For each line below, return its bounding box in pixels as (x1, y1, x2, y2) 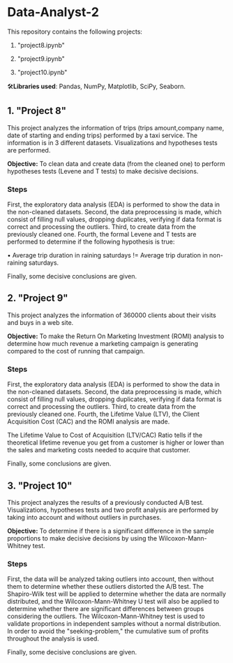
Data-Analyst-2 (7, 4, 100, 20)
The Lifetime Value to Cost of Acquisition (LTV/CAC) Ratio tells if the (7, 431, 203, 440)
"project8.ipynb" (17, 41, 65, 49)
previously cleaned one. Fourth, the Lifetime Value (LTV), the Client (7, 410, 200, 419)
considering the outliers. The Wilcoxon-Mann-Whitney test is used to (7, 612, 206, 620)
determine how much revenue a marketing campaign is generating (7, 339, 199, 347)
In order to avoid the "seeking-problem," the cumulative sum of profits (7, 627, 209, 636)
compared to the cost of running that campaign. (7, 347, 145, 355)
